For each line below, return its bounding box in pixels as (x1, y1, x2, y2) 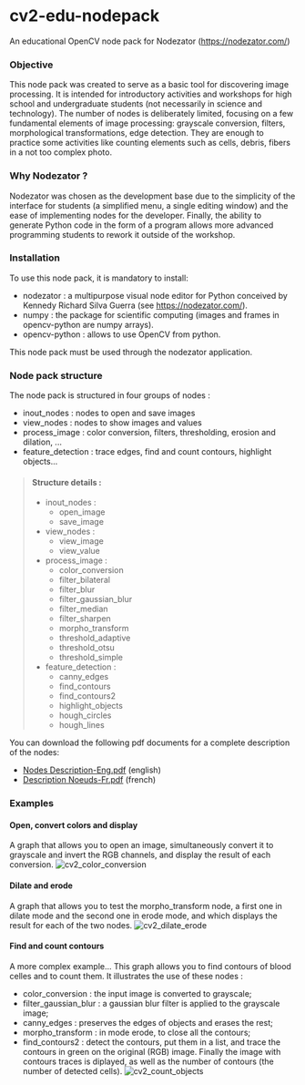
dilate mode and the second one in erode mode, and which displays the (9, 910, 278, 921)
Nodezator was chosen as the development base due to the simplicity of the (9, 190, 296, 201)
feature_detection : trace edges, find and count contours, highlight (22, 446, 272, 457)
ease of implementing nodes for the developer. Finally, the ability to (9, 210, 262, 220)
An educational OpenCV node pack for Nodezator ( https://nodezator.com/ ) (9, 36, 290, 46)
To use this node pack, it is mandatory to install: (9, 272, 188, 283)
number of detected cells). (22, 1065, 123, 1076)
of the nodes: (9, 747, 60, 758)
